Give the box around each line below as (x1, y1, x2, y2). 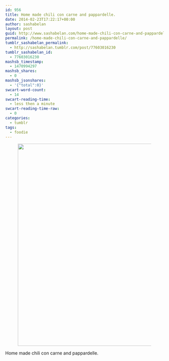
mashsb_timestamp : (5, 59, 44, 64)
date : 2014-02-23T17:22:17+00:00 (5, 17, 75, 22)
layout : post (5, 26, 33, 31)
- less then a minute (10, 102, 55, 107)
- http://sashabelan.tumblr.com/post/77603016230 (10, 45, 116, 50)
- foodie (10, 129, 28, 134)
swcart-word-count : (5, 87, 46, 93)
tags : (5, 125, 17, 130)
